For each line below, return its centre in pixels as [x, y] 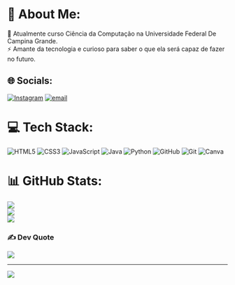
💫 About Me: [44, 14]
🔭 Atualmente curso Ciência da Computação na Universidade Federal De [112, 34]
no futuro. [22, 59]
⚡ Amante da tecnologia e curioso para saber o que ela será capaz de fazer [116, 49]
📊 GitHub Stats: [55, 181]
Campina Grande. [33, 41]
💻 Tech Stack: [50, 127]
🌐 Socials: [30, 81]
